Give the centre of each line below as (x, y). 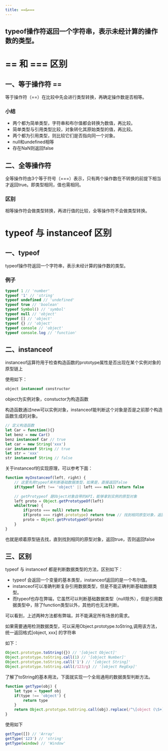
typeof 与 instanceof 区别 (58, 233)
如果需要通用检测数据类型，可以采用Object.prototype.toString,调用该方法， (82, 626)
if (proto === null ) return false (58, 510)
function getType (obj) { (31, 686)
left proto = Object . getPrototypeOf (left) (59, 501)
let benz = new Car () (28, 435)
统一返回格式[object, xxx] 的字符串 (41, 633)
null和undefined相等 (33, 142)
